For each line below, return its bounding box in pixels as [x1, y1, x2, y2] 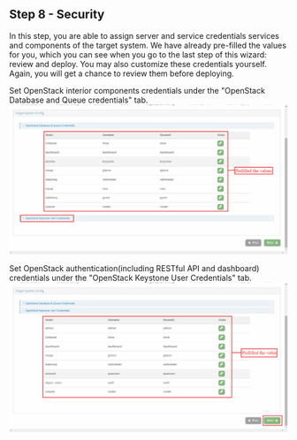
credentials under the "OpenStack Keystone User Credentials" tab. [9, 273, 252, 283]
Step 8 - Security [9, 7, 105, 22]
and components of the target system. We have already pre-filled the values [9, 40, 287, 50]
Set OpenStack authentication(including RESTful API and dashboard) [9, 263, 260, 273]
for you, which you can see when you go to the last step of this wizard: [9, 49, 267, 60]
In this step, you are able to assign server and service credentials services [9, 30, 280, 41]
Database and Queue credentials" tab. [9, 95, 148, 105]
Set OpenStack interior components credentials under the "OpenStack [9, 85, 265, 95]
